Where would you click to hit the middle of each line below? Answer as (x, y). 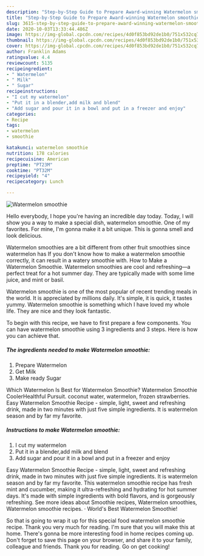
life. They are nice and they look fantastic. (59, 311)
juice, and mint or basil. (36, 280)
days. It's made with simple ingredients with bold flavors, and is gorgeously (100, 496)
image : (15, 35)
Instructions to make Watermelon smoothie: (63, 430)
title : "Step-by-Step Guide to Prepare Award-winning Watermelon (90, 18)
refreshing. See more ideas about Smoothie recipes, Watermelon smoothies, (102, 502)
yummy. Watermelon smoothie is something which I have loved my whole (98, 305)
